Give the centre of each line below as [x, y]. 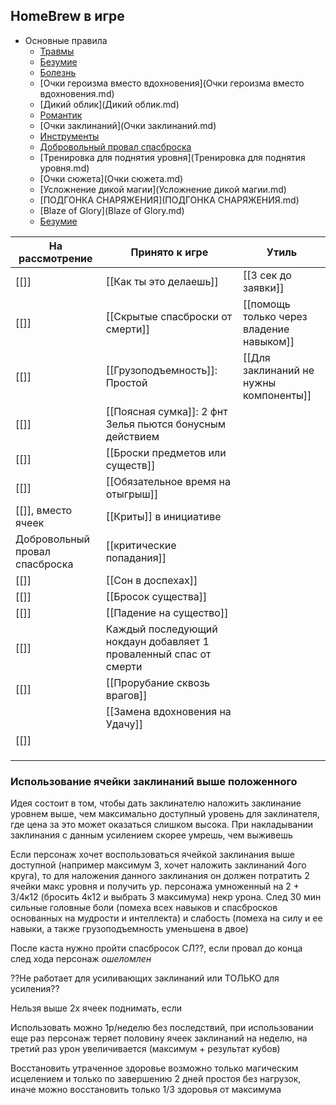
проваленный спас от [158, 654]
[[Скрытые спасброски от [169, 316]
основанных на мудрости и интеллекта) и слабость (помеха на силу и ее [166, 918]
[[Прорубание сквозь [158, 682]
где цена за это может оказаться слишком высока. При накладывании [161, 825]
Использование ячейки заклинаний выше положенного [154, 781]
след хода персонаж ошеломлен [81, 959]
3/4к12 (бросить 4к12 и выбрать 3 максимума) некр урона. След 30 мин [166, 897]
